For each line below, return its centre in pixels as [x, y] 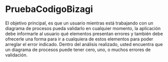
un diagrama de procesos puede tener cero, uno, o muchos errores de [78, 49]
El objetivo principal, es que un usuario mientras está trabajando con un [79, 23]
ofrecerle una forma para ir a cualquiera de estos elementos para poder [79, 39]
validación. [16, 55]
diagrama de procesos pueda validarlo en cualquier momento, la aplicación [83, 28]
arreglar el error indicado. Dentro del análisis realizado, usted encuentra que [84, 44]
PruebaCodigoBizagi [49, 9]
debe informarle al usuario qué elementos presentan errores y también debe [84, 33]
